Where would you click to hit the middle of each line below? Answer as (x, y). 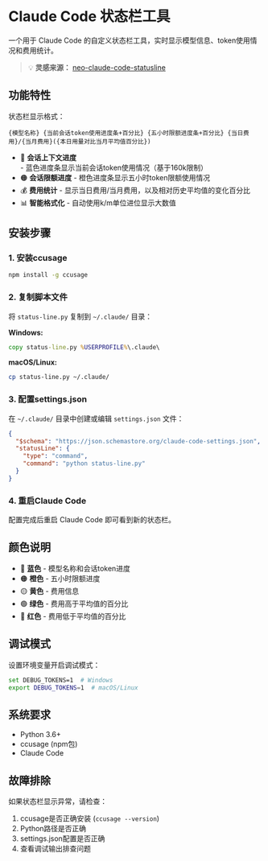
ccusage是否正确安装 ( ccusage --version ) (89, 818)
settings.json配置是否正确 (62, 838)
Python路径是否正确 (53, 829)
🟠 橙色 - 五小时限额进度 (60, 578)
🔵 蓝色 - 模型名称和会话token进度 (75, 568)
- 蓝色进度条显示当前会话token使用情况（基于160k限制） (113, 167)
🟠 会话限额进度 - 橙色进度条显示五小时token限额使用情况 (115, 177)
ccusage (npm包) (49, 744)
